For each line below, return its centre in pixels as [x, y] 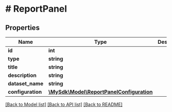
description [22, 75]
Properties [23, 28]
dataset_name [26, 83]
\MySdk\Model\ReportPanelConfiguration [101, 92]
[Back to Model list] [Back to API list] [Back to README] [64, 104]
